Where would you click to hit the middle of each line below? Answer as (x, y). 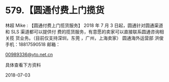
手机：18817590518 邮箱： (33, 44)
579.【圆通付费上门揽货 (55, 10)
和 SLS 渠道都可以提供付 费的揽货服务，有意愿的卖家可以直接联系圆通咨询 (82, 31)
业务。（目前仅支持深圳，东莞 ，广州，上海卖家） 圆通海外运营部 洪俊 (92, 38)
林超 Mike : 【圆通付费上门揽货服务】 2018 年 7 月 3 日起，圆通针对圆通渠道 (84, 25)
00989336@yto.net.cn (29, 54)
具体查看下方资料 (23, 65)
